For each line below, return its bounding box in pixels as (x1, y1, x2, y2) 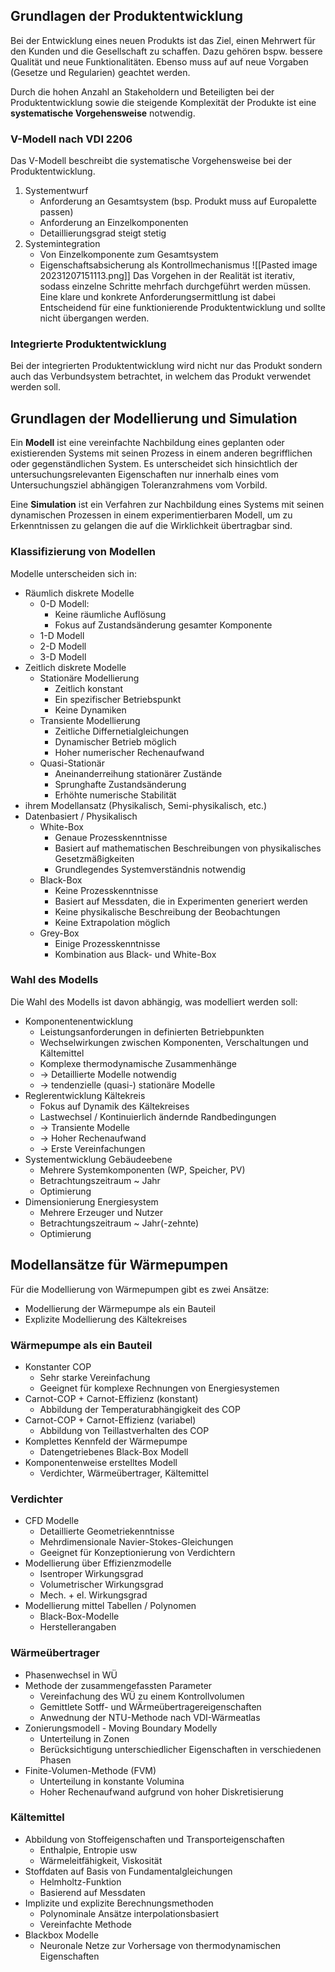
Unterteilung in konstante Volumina (39, 1775, 185, 1787)
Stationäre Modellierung (39, 672, 140, 684)
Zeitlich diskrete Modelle (24, 661, 127, 673)
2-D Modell (39, 640, 87, 652)
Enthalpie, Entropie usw (39, 1844, 138, 1856)
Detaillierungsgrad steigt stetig (39, 227, 167, 239)
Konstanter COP (24, 1360, 92, 1373)
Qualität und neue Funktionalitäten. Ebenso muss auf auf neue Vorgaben (10, 55, 309, 68)
